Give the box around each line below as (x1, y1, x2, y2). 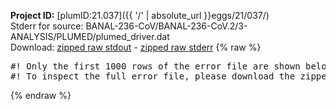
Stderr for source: (10, 20, 84, 32)
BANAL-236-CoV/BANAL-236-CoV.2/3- (85, 20, 248, 32)
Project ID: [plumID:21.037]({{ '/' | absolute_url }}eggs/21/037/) (10, 10, 270, 21)
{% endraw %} (10, 90, 72, 101)
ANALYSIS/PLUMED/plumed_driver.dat (10, 31, 170, 42)
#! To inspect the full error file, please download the (10, 71, 296, 82)
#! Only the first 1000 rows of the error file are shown (10, 61, 301, 72)
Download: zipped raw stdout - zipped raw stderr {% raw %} (10, 41, 262, 53)
